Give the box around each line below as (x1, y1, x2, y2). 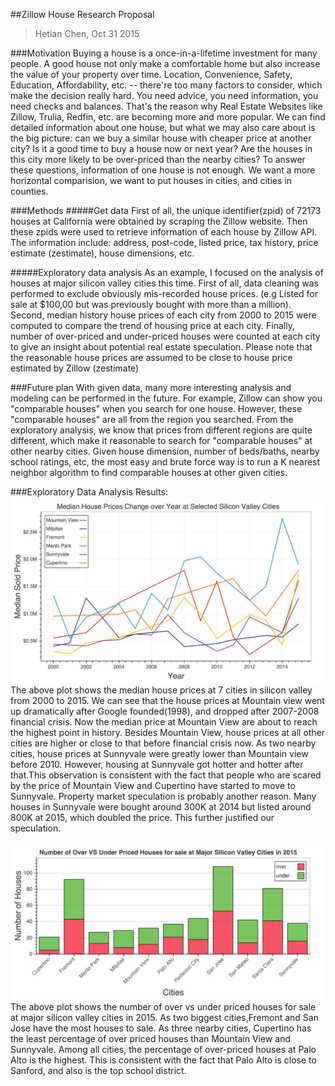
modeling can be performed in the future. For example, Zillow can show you (10, 392, 323, 404)
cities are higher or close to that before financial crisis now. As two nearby (10, 737, 317, 749)
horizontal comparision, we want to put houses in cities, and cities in (10, 175, 292, 186)
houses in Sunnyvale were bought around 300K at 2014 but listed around (10, 800, 312, 813)
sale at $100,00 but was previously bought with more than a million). (10, 299, 292, 310)
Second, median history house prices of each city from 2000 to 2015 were (10, 309, 317, 321)
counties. (10, 185, 49, 197)
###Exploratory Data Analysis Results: (10, 486, 169, 498)
